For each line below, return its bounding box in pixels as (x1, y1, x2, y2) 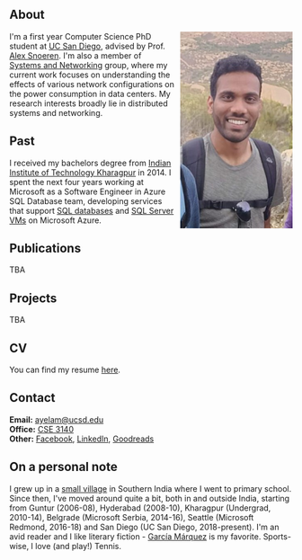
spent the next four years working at (9, 176, 144, 187)
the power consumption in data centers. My (9, 88, 171, 99)
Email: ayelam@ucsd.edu (9, 413, 104, 425)
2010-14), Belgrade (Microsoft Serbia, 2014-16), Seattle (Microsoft (9, 511, 254, 522)
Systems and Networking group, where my (9, 59, 168, 70)
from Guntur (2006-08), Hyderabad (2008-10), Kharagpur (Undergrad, (9, 502, 271, 513)
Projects (9, 290, 58, 306)
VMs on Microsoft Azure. (9, 215, 102, 226)
